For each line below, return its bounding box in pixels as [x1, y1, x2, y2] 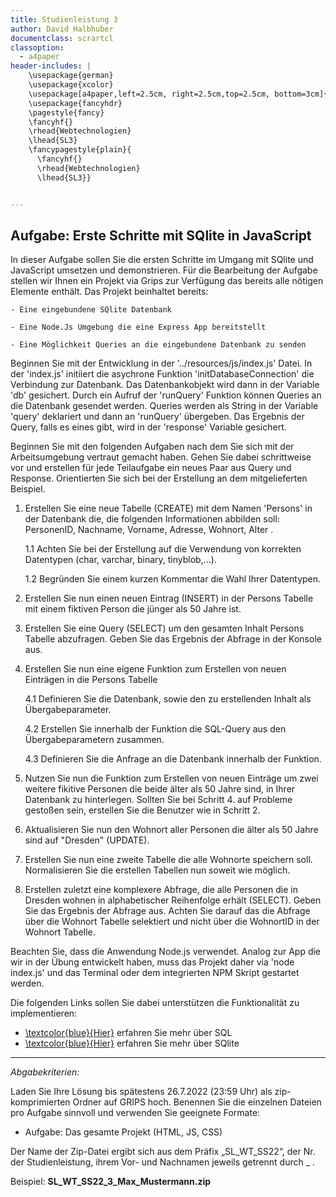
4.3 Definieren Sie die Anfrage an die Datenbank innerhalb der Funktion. [24, 753, 322, 765]
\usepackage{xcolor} [28, 80, 114, 90]
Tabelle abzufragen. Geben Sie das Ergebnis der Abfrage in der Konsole [24, 633, 322, 645]
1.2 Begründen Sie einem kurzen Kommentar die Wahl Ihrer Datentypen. [24, 573, 322, 585]
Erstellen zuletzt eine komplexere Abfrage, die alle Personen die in [24, 884, 298, 896]
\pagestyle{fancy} [28, 107, 105, 118]
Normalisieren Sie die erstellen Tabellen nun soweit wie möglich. [24, 864, 291, 876]
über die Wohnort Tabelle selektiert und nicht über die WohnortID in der [24, 916, 320, 928]
